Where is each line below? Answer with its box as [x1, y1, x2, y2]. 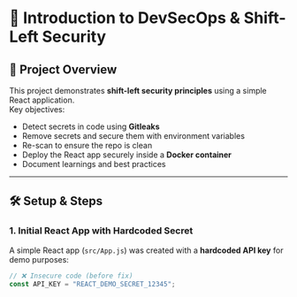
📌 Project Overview [9, 62, 118, 77]
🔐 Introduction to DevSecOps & [9, 8, 240, 28]
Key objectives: [9, 104, 65, 114]
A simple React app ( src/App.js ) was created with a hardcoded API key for [9, 245, 284, 255]
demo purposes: [9, 254, 69, 264]
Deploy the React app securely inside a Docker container [21, 149, 232, 160]
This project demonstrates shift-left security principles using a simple [9, 86, 267, 95]
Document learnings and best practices [21, 159, 166, 169]
